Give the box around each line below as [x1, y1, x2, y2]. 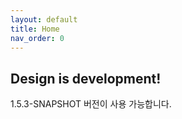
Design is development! [10, 70, 162, 87]
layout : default [10, 14, 78, 25]
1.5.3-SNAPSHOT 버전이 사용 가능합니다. [10, 98, 172, 110]
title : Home [10, 24, 60, 34]
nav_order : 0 [10, 33, 65, 43]
